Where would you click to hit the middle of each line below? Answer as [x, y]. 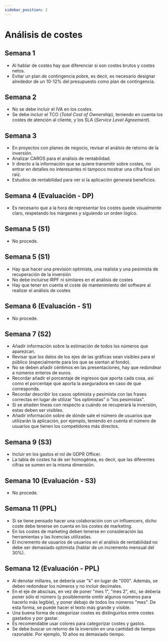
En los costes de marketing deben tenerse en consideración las [77, 531]
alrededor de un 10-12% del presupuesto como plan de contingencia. [83, 81]
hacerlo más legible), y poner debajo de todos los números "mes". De [84, 602]
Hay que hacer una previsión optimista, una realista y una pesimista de [85, 269]
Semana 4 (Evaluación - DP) [49, 196]
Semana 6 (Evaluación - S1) [48, 306]
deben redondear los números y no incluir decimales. [67, 586]
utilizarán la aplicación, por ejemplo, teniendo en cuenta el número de [84, 421]
